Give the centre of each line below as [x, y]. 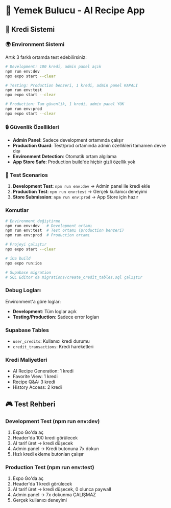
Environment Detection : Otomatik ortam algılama [65, 157]
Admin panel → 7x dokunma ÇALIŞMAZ [54, 495]
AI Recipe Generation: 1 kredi [43, 371]
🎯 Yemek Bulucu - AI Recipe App [75, 10]
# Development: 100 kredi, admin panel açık [53, 67]
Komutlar [17, 210]
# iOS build [18, 258]
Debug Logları [23, 290]
